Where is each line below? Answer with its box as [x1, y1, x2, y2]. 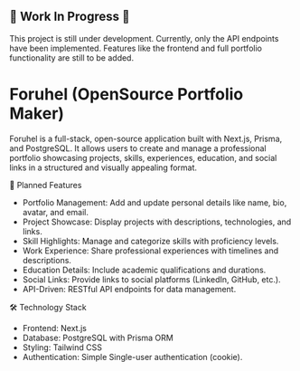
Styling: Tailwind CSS [22, 341, 102, 353]
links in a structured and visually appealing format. [9, 162, 197, 173]
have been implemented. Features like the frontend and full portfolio [9, 43, 262, 53]
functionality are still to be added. [9, 52, 134, 63]
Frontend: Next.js [22, 322, 88, 333]
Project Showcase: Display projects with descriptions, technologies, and [22, 216, 292, 227]
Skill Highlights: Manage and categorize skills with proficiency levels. [22, 235, 279, 246]
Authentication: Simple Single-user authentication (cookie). [22, 351, 243, 362]
